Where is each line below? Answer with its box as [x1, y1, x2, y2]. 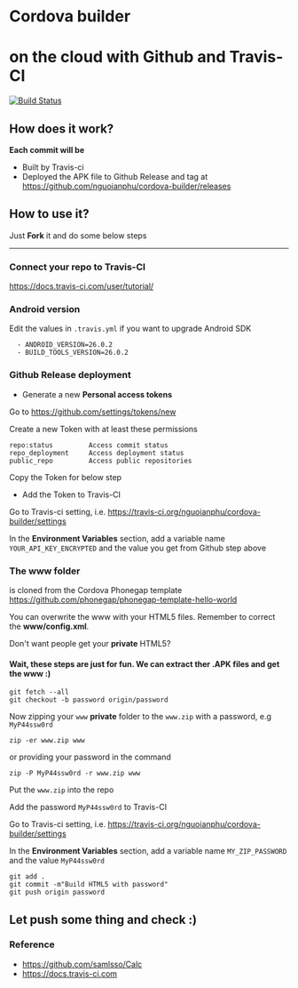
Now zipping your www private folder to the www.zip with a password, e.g [9, 711, 272, 722]
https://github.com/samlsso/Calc [21, 959, 143, 969]
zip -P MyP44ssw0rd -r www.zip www [9, 769, 141, 778]
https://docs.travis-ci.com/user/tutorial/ [9, 281, 154, 292]
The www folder [9, 565, 81, 577]
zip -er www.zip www [9, 736, 86, 745]
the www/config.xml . [9, 621, 90, 631]
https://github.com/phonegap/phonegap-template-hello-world [9, 594, 238, 605]
